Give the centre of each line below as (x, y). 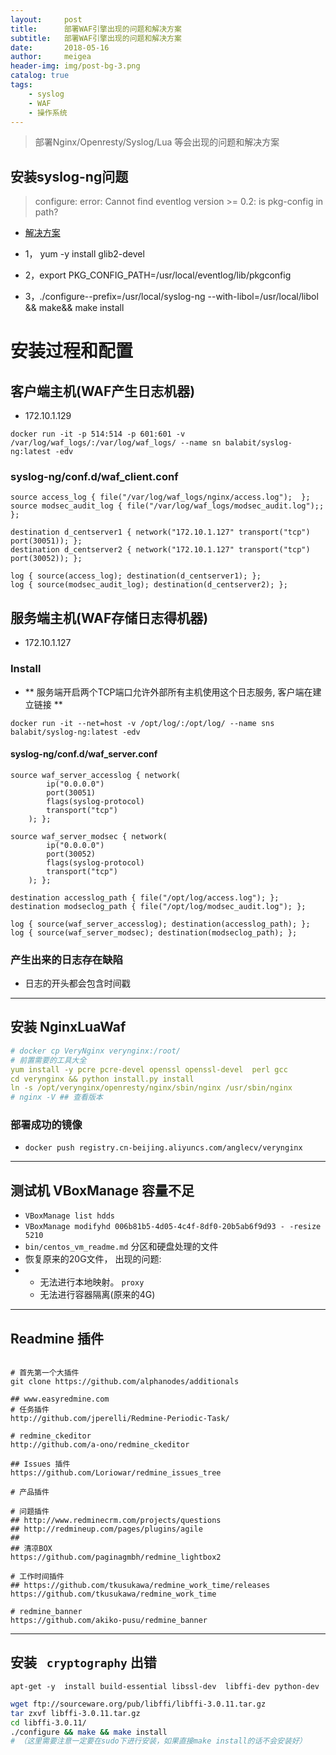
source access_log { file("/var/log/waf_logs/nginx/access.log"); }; (160, 497)
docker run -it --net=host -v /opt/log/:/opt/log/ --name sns (142, 723)
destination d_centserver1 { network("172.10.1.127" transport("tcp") (160, 532)
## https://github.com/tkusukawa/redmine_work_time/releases (140, 1586)
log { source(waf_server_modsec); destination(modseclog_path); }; (154, 932)
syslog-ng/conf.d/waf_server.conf (84, 754)
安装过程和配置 (72, 351)
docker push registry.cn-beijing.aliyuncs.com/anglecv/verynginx (163, 1148)
